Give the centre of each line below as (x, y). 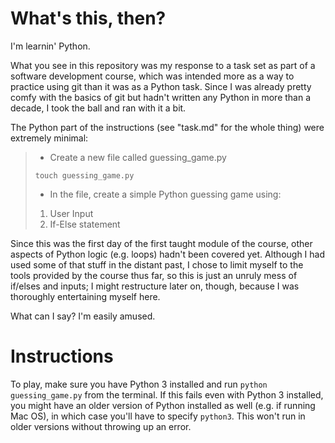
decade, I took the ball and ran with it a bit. (98, 108)
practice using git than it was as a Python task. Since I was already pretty (161, 86)
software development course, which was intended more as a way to (152, 76)
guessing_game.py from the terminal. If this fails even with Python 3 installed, (167, 394)
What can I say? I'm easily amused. (83, 316)
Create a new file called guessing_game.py (138, 157)
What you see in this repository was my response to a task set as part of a (163, 65)
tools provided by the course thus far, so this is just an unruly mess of (154, 275)
